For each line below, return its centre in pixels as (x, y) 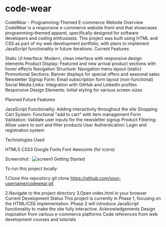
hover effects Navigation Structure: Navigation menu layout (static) (73, 69)
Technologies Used (25, 140)
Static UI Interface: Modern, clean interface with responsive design (74, 58)
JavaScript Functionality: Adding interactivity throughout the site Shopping (81, 109)
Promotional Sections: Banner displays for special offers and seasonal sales (83, 74)
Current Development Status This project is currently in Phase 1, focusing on (83, 198)
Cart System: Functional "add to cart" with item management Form (73, 114)
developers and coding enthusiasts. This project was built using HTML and (82, 38)
